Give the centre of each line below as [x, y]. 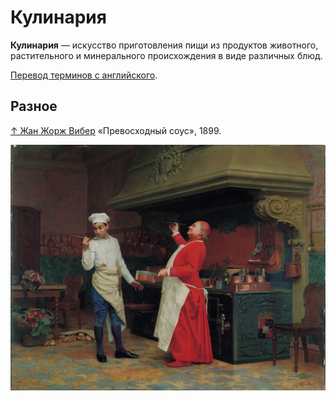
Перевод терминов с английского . [84, 75]
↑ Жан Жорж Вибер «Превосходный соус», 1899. [116, 130]
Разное [34, 106]
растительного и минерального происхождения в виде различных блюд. [166, 55]
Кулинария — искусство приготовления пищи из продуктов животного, [164, 45]
